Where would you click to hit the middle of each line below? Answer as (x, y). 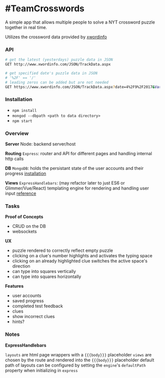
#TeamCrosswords (45, 9)
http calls (14, 159)
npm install (24, 110)
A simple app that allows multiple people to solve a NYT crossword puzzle (80, 22)
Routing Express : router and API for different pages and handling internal (79, 154)
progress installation (26, 174)
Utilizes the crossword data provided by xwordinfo (56, 37)
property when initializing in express (41, 370)
